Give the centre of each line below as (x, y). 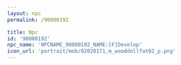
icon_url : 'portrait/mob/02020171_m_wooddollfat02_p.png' (92, 51)
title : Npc (23, 32)
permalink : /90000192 (38, 20)
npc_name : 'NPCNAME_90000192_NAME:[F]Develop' (75, 45)
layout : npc (24, 13)
